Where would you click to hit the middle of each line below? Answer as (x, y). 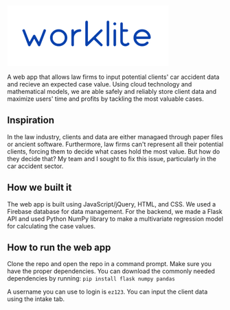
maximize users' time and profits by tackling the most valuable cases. (106, 99)
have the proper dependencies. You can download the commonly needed (111, 271)
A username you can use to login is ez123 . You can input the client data (107, 292)
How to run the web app (59, 248)
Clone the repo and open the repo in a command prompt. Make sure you (109, 264)
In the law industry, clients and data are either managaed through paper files (115, 136)
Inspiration (31, 120)
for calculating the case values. (51, 226)
